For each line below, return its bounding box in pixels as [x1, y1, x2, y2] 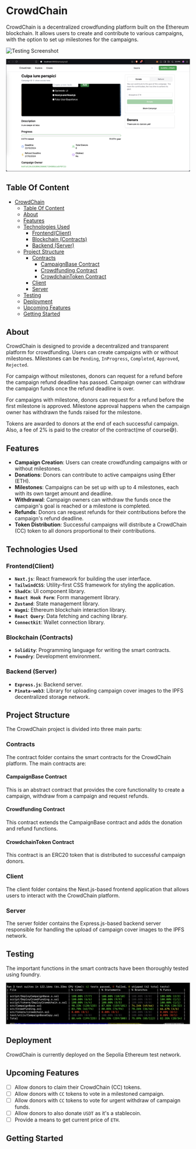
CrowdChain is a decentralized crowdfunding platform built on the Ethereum [6, 23, 189, 30]
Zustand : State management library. [14, 600, 100, 607]
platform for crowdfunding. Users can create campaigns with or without [6, 349, 178, 356]
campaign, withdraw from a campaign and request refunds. [6, 792, 149, 800]
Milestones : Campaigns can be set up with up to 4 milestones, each [14, 484, 179, 491]
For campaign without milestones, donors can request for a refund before [6, 373, 183, 380]
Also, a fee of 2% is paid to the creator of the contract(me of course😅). [6, 426, 178, 434]
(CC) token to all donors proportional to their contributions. [14, 527, 156, 534]
